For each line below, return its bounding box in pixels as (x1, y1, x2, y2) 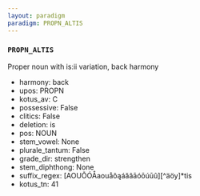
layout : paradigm (7, 11, 66, 20)
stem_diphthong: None (18, 162, 94, 172)
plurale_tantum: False (18, 145, 90, 154)
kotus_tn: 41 (18, 179, 59, 189)
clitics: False (18, 111, 61, 121)
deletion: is (18, 119, 56, 129)
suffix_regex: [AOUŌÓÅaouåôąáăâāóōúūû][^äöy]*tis (18, 170, 193, 180)
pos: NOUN (18, 128, 58, 138)
